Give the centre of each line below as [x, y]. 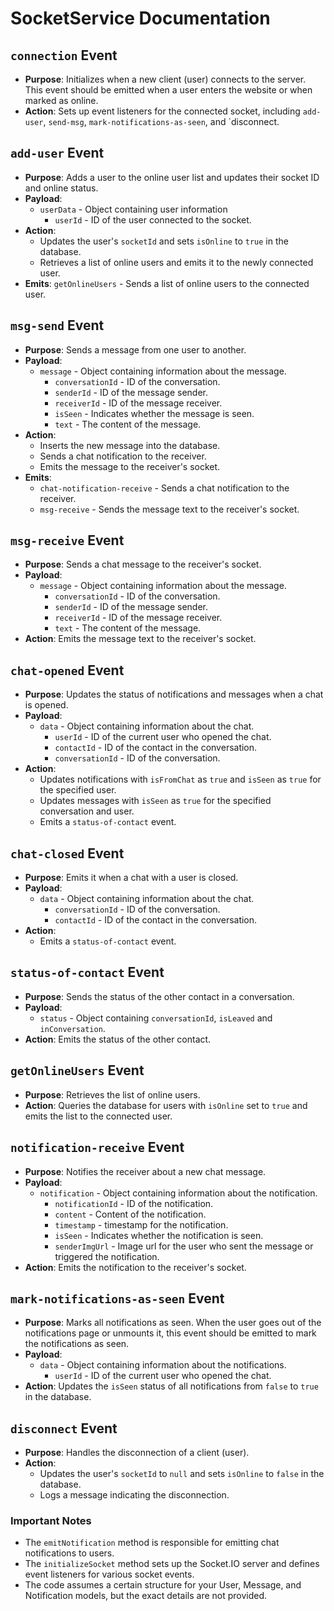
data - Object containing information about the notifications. [163, 1365]
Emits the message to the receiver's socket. [130, 466]
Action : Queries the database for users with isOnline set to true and [166, 1105]
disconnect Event [64, 1428]
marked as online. [61, 100]
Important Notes [51, 1521]
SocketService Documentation [140, 18]
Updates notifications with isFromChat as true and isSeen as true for [180, 779]
